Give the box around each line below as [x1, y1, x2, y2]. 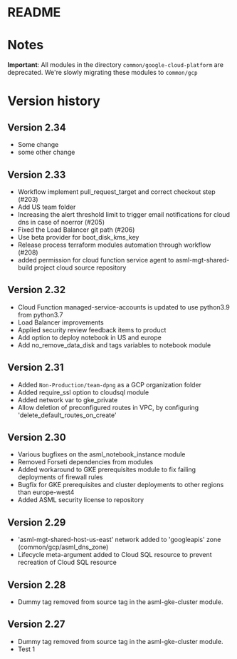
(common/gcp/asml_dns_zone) [17, 543, 109, 551]
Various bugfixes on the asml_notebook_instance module [17, 450, 186, 459]
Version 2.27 [7, 618, 65, 630]
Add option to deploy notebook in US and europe [17, 333, 162, 342]
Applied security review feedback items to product [17, 325, 167, 334]
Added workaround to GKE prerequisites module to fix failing [17, 465, 196, 474]
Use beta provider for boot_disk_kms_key [17, 233, 139, 241]
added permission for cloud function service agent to [17, 255, 174, 264]
